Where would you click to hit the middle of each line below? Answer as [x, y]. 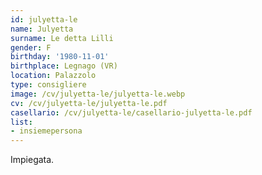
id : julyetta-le [44, 19]
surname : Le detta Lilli [62, 38]
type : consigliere [48, 85]
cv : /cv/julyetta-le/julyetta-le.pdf [89, 103]
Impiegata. [32, 160]
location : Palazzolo [53, 76]
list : [21, 122]
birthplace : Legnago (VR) [64, 66]
